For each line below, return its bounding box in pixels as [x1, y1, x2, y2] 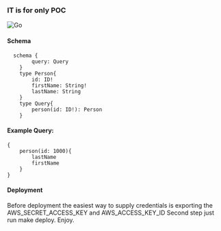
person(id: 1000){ [19, 147, 72, 154]
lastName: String [31, 88, 81, 95]
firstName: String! [31, 82, 88, 89]
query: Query [31, 58, 69, 65]
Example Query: [7, 126, 54, 135]
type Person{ [19, 70, 57, 77]
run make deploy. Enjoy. [7, 215, 75, 224]
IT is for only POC [7, 5, 66, 15]
